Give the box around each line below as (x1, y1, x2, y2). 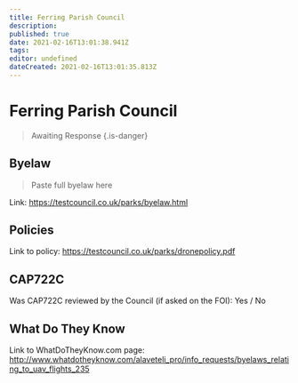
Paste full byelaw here (30, 180, 113, 190)
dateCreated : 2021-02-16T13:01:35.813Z (9, 63, 157, 72)
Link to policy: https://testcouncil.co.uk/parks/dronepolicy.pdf (9, 246, 236, 257)
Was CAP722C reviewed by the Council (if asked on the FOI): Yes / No (9, 295, 267, 307)
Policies (9, 223, 55, 238)
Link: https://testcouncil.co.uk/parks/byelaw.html (9, 196, 189, 207)
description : (9, 21, 58, 30)
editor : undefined (9, 54, 77, 63)
